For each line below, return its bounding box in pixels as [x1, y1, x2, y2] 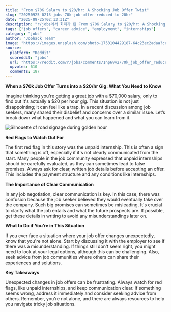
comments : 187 [10, 69, 40, 74]
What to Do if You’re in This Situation [5, 223, 85, 228]
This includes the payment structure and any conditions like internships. [5, 171, 156, 177]
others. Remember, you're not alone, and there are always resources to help [5, 296, 164, 301]
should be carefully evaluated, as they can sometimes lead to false [5, 161, 145, 166]
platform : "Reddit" [10, 50, 51, 55]
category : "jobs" [5, 31, 42, 36]
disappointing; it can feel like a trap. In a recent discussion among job [5, 104, 151, 110]
